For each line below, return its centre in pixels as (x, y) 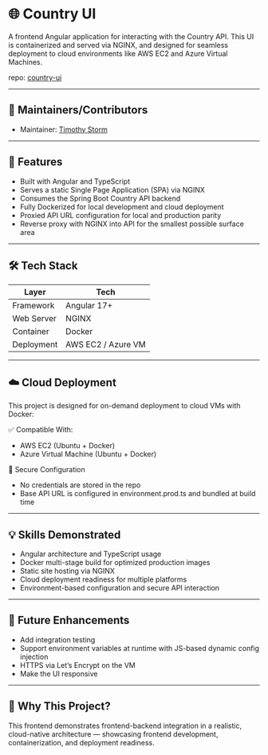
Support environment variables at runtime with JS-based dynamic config (140, 648)
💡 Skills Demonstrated (65, 535)
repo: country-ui (35, 77)
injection (34, 657)
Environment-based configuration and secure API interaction (120, 588)
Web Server (35, 319)
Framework (33, 306)
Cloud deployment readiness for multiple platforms (103, 579)
